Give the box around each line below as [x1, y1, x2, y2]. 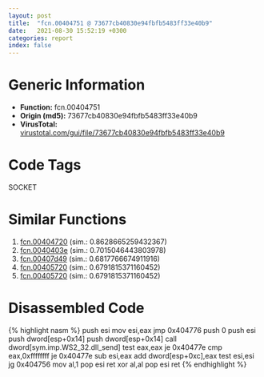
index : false [8, 42, 52, 50]
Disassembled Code [8, 299, 145, 317]
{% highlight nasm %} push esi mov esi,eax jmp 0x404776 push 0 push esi [8, 325, 256, 335]
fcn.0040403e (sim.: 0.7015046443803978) [19, 245, 166, 255]
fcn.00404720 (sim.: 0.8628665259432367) [19, 237, 168, 247]
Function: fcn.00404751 [19, 102, 101, 112]
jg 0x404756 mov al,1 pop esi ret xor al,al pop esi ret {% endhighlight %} [8, 359, 247, 369]
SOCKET [8, 182, 38, 192]
